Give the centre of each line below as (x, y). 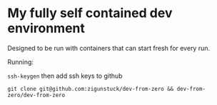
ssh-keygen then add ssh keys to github (65, 76)
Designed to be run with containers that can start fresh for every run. (109, 48)
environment (46, 28)
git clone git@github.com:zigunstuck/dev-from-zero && (91, 89)
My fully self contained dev (90, 13)
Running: (21, 61)
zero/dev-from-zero (36, 95)
